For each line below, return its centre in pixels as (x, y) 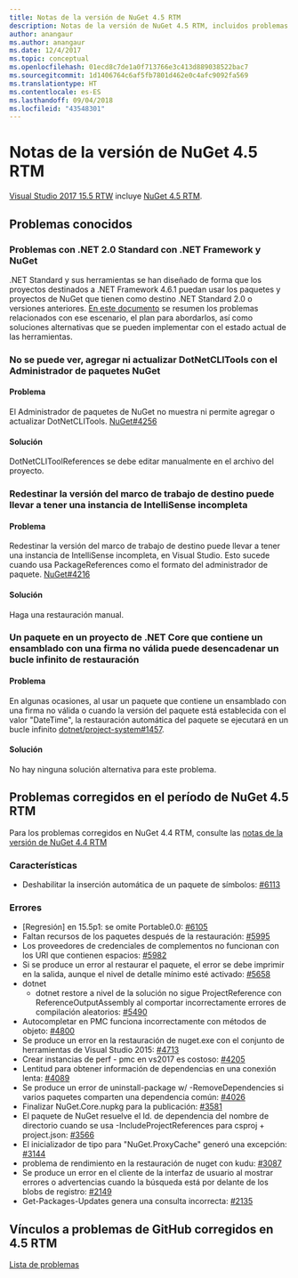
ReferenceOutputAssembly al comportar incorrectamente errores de (161, 1003)
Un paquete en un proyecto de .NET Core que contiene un (136, 637)
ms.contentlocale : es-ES (55, 92)
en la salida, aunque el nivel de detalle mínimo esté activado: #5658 (146, 975)
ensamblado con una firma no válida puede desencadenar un (144, 649)
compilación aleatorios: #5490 (91, 1012)
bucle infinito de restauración (74, 659)
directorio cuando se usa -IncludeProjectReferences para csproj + (143, 1126)
